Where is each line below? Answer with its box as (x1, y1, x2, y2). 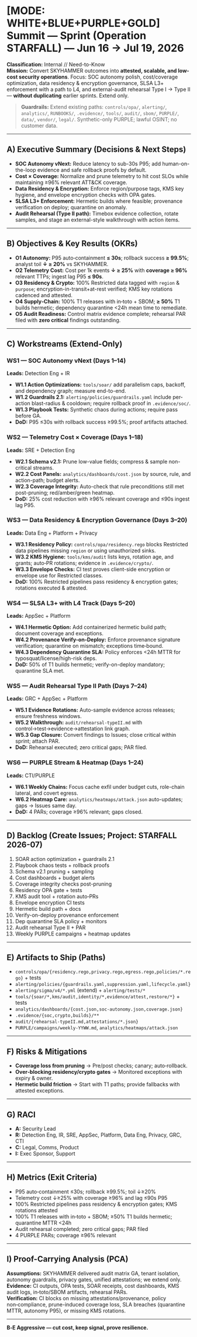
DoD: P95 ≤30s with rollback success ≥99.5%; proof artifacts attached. (15, 419, 188, 426)
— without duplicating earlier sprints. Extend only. (6, 92, 129, 99)
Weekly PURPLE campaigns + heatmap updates (15, 930, 131, 937)
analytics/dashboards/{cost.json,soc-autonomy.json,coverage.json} (15, 1006, 183, 1012)
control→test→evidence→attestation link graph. (15, 725, 130, 732)
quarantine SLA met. (15, 667, 65, 675)
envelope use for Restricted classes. (15, 571, 103, 579)
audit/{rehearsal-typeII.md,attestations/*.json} (15, 1019, 139, 1025)
